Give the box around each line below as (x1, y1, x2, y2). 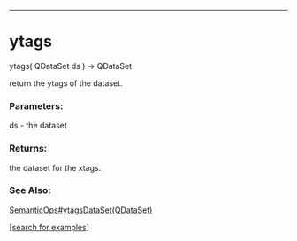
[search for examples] (9, 222, 90, 232)
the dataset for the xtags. (9, 162, 102, 173)
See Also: (9, 184, 51, 197)
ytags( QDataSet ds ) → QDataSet (9, 60, 133, 71)
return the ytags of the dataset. (9, 77, 123, 89)
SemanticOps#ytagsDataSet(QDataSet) (9, 205, 153, 215)
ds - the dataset (9, 120, 68, 131)
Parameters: (9, 99, 64, 112)
